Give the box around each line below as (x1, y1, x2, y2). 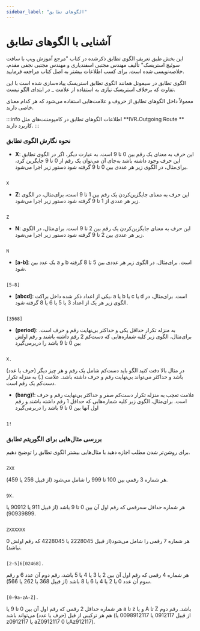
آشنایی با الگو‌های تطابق (6, 34, 111, 48)
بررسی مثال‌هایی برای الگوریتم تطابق (6, 435, 102, 443)
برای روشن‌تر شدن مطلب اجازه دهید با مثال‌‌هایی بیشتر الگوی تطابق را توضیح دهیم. (6, 448, 190, 456)
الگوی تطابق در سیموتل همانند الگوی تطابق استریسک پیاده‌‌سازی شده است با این (6, 79, 186, 86)
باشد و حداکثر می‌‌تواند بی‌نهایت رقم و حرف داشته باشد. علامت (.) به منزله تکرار (6, 373, 183, 380)
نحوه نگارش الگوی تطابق (6, 137, 71, 145)
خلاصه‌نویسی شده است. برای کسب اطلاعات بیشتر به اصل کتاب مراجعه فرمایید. (6, 67, 184, 75)
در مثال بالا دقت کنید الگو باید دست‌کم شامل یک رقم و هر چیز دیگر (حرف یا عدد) (6, 366, 185, 374)
